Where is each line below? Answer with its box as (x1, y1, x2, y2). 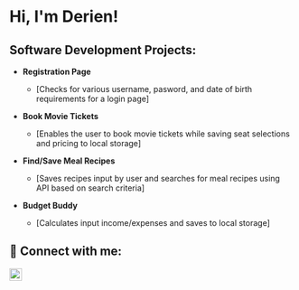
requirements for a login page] (35, 93, 150, 104)
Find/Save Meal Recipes (22, 155, 116, 166)
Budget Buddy (22, 201, 79, 210)
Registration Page (22, 66, 92, 77)
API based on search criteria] (35, 182, 145, 193)
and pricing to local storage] (35, 138, 142, 148)
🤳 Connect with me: (9, 244, 122, 259)
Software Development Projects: (9, 42, 197, 58)
